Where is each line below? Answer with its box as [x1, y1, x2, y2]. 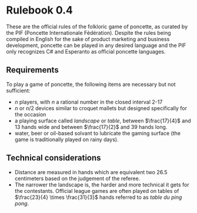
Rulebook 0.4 [6, 4, 74, 17]
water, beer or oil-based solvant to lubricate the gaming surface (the [14, 129, 181, 137]
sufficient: [6, 86, 31, 94]
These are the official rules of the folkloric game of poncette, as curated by [6, 23, 188, 30]
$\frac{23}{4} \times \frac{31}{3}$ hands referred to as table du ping [14, 194, 182, 201]
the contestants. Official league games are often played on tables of [14, 187, 179, 194]
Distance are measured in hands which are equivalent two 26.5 [14, 168, 168, 175]
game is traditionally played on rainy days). [14, 136, 119, 143]
